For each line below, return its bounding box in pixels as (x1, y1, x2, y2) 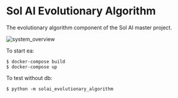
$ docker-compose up (6, 64, 58, 70)
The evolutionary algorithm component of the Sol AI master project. (6, 24, 172, 31)
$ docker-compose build (6, 59, 66, 65)
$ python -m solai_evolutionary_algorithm (6, 85, 113, 92)
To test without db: (6, 74, 53, 81)
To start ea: (6, 47, 35, 54)
